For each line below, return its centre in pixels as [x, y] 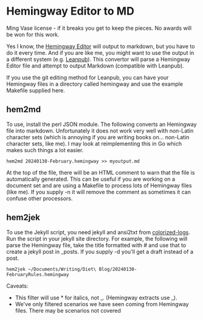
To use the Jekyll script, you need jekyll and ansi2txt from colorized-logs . [98, 232]
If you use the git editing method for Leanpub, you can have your [88, 77]
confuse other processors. [40, 198]
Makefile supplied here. [36, 90]
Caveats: [17, 286]
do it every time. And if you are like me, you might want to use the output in [100, 52]
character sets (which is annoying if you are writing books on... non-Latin [98, 137]
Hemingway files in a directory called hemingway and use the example [95, 84]
